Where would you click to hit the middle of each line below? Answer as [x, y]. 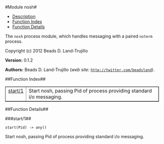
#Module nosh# [21, 7]
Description [24, 16]
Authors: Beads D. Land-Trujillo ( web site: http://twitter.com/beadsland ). [80, 70]
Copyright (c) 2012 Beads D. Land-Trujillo [46, 51]
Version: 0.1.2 [19, 60]
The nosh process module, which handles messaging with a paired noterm [79, 36]
